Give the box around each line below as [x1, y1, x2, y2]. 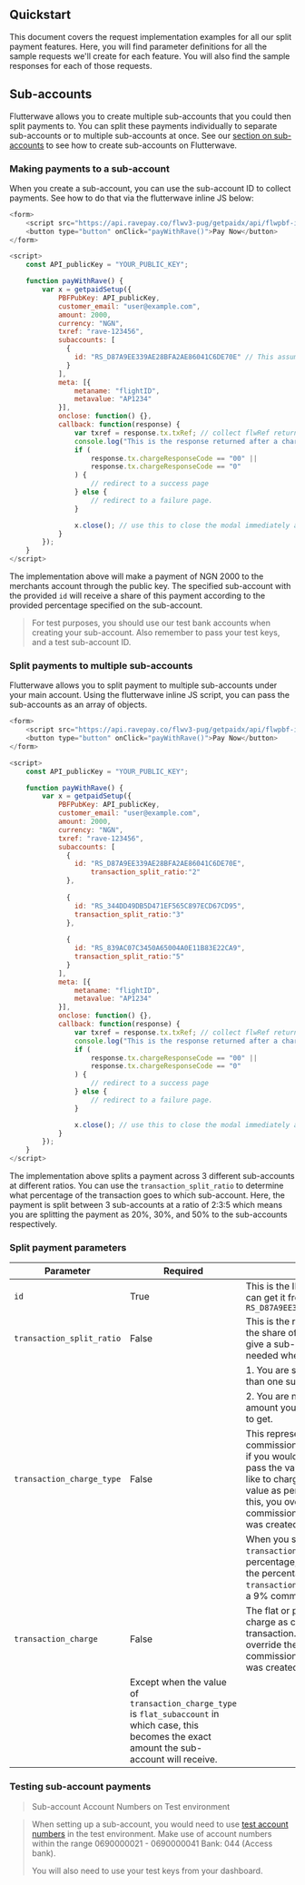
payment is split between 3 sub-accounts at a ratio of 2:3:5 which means [9, 1200, 283, 1211]
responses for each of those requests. [9, 60, 152, 71]
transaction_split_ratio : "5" [74, 952, 184, 961]
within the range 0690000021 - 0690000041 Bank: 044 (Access [31, 1838, 273, 1849]
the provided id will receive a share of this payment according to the [9, 590, 266, 602]
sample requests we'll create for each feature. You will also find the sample [9, 50, 290, 62]
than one [245, 1375, 284, 1388]
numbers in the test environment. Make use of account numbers [31, 1828, 272, 1839]
